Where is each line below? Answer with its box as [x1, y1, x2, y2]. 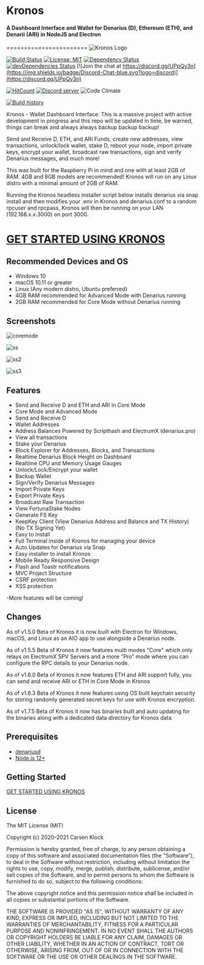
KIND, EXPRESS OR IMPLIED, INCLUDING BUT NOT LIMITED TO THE [6, 914, 179, 922]
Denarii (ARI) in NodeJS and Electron [6, 30, 102, 38]
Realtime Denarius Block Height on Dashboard [15, 453, 132, 460]
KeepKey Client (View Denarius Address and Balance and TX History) [15, 518, 189, 525]
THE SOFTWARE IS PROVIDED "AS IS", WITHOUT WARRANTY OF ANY [6, 908, 184, 915]
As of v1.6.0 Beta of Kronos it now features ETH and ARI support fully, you [6, 671, 192, 678]
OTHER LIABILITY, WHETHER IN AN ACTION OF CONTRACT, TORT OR [6, 940, 184, 947]
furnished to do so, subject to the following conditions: [6, 878, 143, 885]
